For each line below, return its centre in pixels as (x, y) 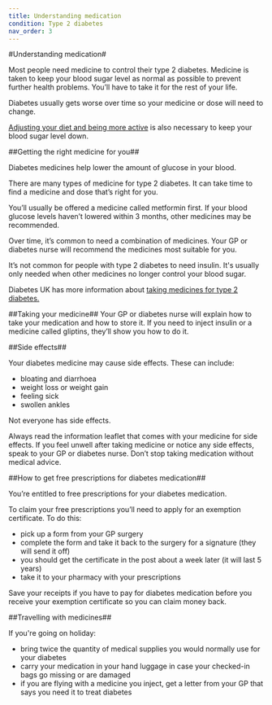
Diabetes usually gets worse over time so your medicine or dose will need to (136, 103)
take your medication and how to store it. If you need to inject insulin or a (130, 323)
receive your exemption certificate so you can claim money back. (118, 602)
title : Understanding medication (65, 16)
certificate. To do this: (45, 519)
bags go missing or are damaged (76, 675)
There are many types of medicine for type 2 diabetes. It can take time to (131, 183)
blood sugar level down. (49, 136)
